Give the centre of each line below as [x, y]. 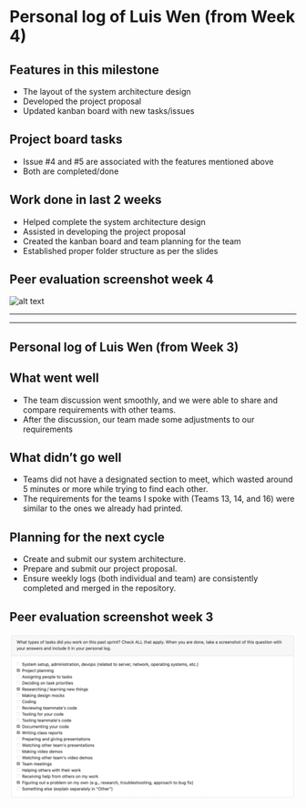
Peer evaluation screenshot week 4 [112, 280]
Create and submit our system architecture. [104, 559]
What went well [54, 378]
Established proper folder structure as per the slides [120, 251]
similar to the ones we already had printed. [103, 508]
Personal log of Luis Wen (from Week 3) [124, 347]
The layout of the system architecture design [107, 92]
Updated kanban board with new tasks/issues [108, 111]
